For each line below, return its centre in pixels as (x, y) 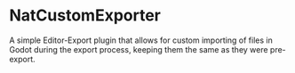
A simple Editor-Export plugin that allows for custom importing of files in (141, 40)
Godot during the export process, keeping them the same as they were (139, 49)
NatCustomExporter (85, 16)
